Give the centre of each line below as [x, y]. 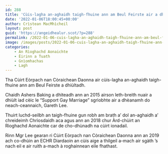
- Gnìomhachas [29, 61]
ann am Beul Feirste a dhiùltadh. [52, 85]
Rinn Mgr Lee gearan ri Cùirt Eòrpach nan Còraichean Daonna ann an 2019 [82, 135]
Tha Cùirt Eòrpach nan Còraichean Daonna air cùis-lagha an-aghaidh [77, 80]
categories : [17, 47]
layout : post [19, 28]
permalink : [16, 38]
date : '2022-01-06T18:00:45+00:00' [42, 19]
